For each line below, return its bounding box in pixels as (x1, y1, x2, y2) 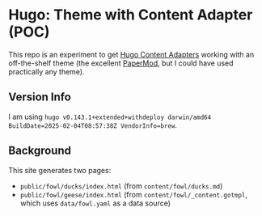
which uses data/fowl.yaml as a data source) (19, 198, 171, 208)
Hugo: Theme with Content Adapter (8, 6, 253, 24)
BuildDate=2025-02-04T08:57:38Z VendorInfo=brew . (8, 120, 178, 130)
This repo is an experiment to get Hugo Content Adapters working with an (8, 49, 255, 59)
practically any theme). (8, 66, 85, 76)
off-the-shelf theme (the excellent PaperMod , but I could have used (8, 58, 234, 68)
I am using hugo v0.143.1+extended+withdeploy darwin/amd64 (8, 112, 212, 121)
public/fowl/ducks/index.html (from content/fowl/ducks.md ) (19, 180, 223, 191)
